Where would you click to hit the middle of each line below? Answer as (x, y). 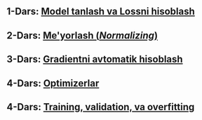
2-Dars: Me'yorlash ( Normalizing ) (82, 35)
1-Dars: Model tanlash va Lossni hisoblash (101, 12)
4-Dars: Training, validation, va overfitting (101, 107)
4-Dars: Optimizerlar (53, 83)
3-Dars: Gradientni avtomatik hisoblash (95, 59)
